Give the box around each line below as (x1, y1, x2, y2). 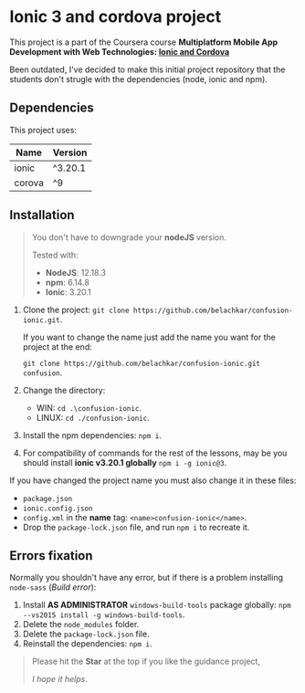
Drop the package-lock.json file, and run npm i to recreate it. (22, 521, 250, 532)
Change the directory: (22, 384, 106, 395)
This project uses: (9, 124, 78, 135)
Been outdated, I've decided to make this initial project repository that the (9, 64, 286, 75)
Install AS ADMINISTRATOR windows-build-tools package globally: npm (22, 600, 291, 611)
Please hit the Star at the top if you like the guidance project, (31, 656, 260, 667)
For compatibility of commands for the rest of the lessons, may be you (22, 447, 288, 458)
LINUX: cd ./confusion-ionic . (36, 412, 150, 423)
